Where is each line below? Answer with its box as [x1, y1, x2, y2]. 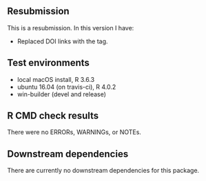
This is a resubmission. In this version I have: [7, 23, 134, 32]
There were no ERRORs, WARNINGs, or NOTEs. [7, 128, 141, 136]
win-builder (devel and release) [17, 89, 107, 98]
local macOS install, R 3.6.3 [17, 75, 95, 83]
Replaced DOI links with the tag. [17, 37, 108, 45]
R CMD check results [7, 110, 99, 122]
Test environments [7, 57, 90, 69]
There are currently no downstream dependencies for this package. [7, 167, 200, 175]
